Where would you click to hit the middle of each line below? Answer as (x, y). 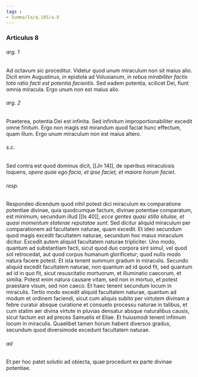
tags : (14, 12)
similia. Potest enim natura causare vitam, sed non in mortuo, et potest (92, 280)
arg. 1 (13, 52)
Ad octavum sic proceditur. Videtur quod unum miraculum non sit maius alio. (99, 70)
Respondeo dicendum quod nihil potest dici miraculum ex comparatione (94, 204)
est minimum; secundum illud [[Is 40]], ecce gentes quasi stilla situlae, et (95, 216)
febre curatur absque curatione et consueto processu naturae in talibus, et (97, 305)
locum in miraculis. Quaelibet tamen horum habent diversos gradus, (89, 324)
